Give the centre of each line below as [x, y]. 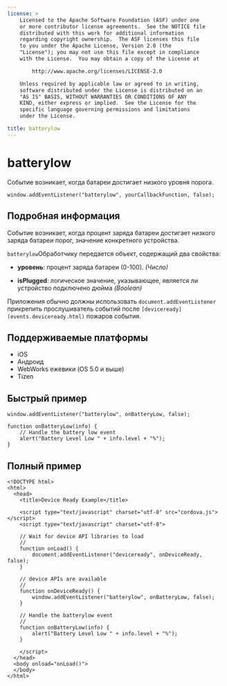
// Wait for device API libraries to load [82, 536]
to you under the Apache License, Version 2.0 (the [96, 46]
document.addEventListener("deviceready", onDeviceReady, [117, 555]
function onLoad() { [49, 549]
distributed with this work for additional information [102, 33]
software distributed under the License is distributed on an [111, 90]
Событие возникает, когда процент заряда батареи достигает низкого [111, 232]
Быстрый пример [47, 398]
